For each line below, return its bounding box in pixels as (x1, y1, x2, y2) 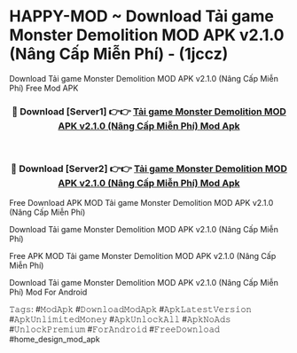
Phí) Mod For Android (9, 286, 88, 297)
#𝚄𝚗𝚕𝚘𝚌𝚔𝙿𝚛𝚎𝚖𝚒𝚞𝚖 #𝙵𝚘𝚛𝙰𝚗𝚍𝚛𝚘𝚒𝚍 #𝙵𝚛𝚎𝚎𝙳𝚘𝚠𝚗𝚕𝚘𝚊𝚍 (9, 324, 220, 334)
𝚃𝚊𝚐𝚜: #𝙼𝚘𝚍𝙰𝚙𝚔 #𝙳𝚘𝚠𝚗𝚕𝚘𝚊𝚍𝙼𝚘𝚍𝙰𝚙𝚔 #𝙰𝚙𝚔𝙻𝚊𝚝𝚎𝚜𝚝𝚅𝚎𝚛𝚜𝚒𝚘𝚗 (9, 303, 253, 314)
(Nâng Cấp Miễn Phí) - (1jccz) (9, 44, 229, 64)
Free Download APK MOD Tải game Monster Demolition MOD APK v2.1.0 (9, 197, 274, 208)
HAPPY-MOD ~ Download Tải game (9, 6, 275, 27)
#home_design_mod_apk (9, 333, 100, 344)
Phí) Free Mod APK (9, 82, 79, 93)
